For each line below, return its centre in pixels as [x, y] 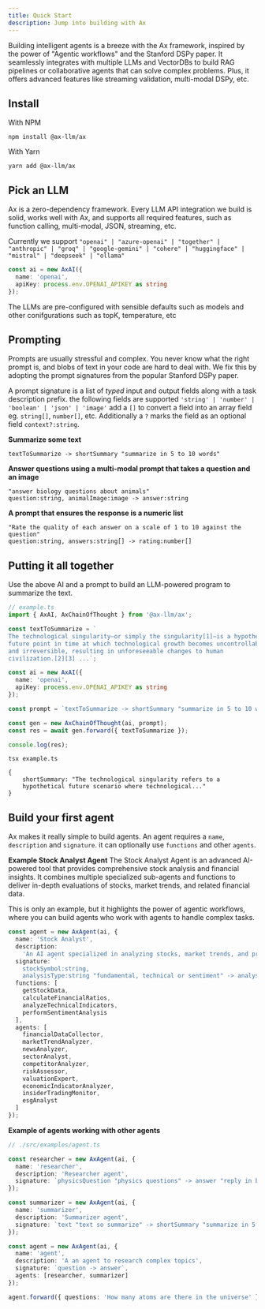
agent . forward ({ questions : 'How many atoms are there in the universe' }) [135, 1297]
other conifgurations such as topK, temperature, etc [92, 315]
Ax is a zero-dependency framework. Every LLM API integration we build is [130, 209]
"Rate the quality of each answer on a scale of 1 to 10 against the [125, 528]
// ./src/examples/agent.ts [54, 1145]
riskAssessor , [45, 1071]
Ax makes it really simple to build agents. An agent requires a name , [116, 836]
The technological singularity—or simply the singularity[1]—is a [119, 636]
